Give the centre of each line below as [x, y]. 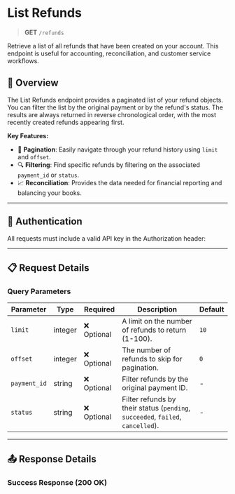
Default [212, 309]
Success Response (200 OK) [57, 482]
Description [157, 309]
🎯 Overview [33, 83]
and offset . [34, 156]
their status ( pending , [156, 408]
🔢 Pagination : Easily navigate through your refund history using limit [117, 149]
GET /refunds [44, 32]
